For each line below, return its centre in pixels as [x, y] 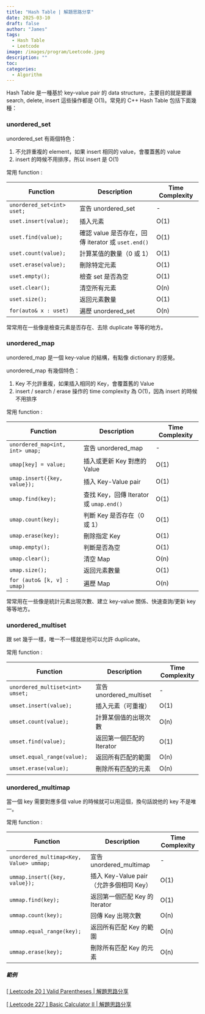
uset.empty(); [30, 276]
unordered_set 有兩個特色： [41, 138]
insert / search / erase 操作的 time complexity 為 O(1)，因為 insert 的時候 [106, 391]
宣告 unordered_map [113, 448]
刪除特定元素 [98, 265]
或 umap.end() [103, 504]
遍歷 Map [97, 584]
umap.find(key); [33, 499]
